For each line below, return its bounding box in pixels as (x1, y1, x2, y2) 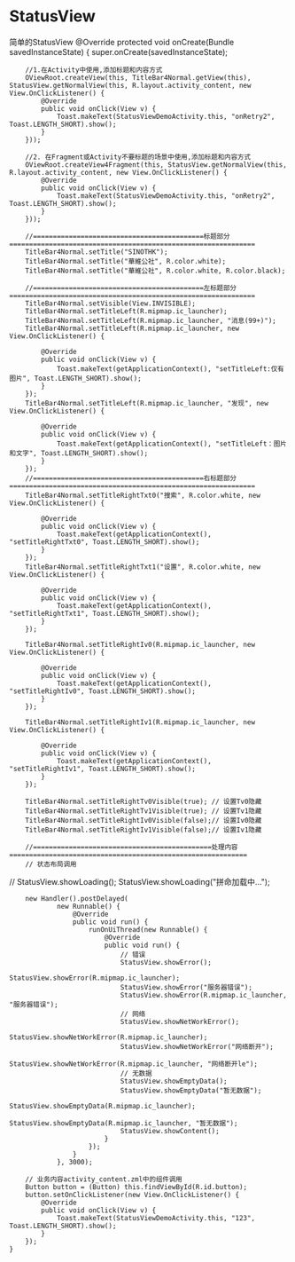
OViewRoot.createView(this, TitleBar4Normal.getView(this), (25, 73, 252, 82)
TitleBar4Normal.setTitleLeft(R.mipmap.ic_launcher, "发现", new (25, 398, 268, 407)
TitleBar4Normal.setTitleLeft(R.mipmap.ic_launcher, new (25, 324, 240, 333)
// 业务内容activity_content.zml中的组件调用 (25, 1174, 183, 1184)
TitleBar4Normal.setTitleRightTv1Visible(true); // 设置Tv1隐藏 (25, 806, 262, 816)
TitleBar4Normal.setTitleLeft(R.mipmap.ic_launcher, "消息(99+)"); (25, 316, 276, 325)
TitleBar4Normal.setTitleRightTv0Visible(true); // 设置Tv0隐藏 (25, 797, 262, 806)
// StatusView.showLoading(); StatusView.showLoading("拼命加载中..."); (9, 876, 270, 887)
